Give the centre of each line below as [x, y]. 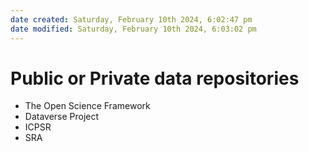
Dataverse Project [62, 117]
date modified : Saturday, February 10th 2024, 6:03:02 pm [133, 29]
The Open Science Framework [87, 106]
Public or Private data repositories [155, 78]
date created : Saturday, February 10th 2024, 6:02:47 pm [131, 19]
